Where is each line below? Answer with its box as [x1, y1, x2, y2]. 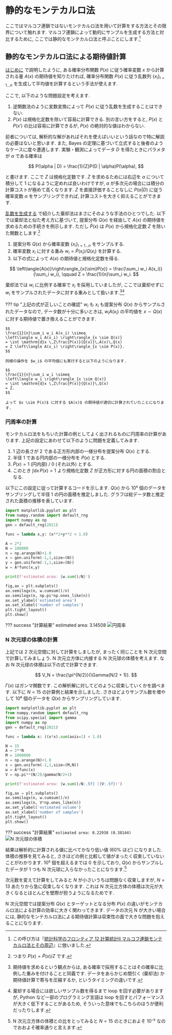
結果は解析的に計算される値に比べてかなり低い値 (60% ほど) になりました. [5, 846, 163, 852]
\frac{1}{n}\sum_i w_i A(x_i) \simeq [5, 331, 86, 336]
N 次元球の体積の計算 [5, 636, 58, 643]
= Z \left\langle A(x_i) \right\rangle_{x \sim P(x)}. [5, 344, 125, 350]
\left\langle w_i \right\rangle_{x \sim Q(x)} [5, 376, 106, 382]
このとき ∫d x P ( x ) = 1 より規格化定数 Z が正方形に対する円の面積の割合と [12, 467, 166, 474]
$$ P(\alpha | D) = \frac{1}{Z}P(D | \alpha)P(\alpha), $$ [28, 163, 144, 169]
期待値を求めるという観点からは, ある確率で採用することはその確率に [12, 964, 159, 970]
